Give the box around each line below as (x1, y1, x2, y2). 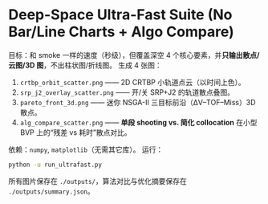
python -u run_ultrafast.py (8, 161, 103, 169)
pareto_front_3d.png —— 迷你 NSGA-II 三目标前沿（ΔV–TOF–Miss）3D (19, 97, 256, 107)
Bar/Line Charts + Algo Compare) (8, 22, 234, 41)
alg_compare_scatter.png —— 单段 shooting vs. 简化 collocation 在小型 (19, 117, 258, 127)
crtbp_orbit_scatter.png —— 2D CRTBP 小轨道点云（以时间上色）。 (19, 77, 246, 87)
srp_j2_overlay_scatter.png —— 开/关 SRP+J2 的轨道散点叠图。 (19, 87, 235, 97)
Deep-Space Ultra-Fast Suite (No (8, 6, 233, 24)
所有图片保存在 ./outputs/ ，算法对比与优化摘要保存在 (8, 176, 187, 186)
